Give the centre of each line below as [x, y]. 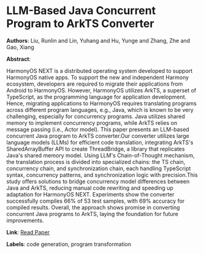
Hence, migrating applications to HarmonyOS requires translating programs [102, 103]
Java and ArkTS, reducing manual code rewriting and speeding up [90, 188]
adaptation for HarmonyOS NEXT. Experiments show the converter [90, 194]
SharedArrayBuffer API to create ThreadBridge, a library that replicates [96, 149]
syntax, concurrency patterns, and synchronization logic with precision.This [102, 174]
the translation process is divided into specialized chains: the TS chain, [96, 162]
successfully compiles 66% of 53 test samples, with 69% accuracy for [96, 201]
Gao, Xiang [21, 47]
